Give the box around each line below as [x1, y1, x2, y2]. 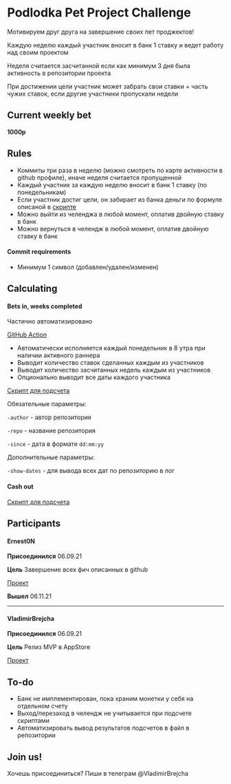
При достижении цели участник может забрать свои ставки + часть [7, 82, 208, 90]
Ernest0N [7, 537, 36, 545]
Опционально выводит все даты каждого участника [16, 373, 170, 381]
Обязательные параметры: [7, 400, 87, 408]
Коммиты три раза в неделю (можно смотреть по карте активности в [16, 166, 223, 174]
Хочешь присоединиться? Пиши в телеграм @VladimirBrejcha [7, 769, 189, 777]
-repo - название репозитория [7, 427, 96, 435]
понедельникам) [16, 188, 67, 196]
